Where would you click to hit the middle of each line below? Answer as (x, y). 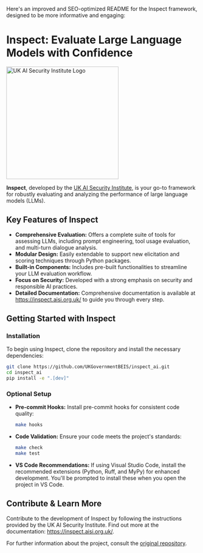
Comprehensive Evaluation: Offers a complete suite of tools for (95, 234)
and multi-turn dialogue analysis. (56, 247)
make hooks (29, 425)
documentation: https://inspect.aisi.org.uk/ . (60, 531)
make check (29, 448)
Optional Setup (29, 394)
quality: (25, 414)
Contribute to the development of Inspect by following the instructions (94, 518)
